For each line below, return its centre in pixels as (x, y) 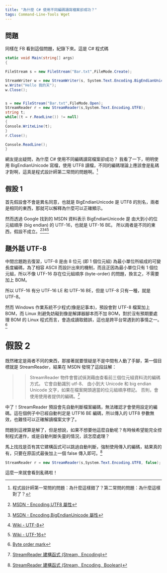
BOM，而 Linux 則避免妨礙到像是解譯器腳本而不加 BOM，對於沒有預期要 (79, 314)
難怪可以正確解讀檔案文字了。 (49, 419)
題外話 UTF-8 (26, 248)
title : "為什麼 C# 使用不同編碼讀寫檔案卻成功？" (51, 10)
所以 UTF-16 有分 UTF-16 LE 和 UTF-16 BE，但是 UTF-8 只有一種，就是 (78, 291)
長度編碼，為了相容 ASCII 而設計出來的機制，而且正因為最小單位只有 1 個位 (82, 268)
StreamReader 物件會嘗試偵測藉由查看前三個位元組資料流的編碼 (95, 378)
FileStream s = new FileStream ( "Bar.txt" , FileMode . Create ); (69, 72)
